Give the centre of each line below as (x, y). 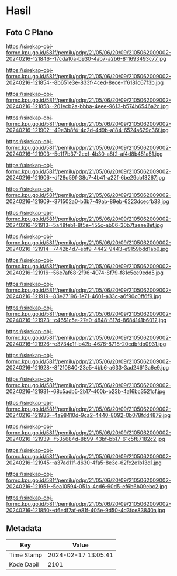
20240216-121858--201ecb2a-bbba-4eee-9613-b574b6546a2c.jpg (88, 106)
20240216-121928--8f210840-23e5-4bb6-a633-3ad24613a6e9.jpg (88, 368)
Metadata (24, 528)
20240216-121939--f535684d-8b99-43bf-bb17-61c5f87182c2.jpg (86, 439)
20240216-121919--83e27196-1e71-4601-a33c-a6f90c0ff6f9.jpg (84, 296)
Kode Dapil (24, 564)
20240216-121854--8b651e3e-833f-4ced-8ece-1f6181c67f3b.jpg (85, 82)
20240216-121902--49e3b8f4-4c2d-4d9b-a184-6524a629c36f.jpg (87, 130)
